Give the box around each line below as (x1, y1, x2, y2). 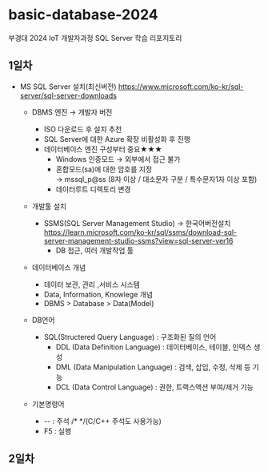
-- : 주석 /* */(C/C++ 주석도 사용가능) (43, 416, 162, 426)
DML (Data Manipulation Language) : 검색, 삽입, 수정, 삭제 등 (55, 362, 251, 372)
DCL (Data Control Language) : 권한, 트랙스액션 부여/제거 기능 (55, 382, 254, 392)
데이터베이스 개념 (31, 262, 86, 272)
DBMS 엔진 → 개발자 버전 (31, 107, 113, 117)
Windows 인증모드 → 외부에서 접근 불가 (55, 154, 181, 163)
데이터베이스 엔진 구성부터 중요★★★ (43, 144, 162, 154)
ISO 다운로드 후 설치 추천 (43, 124, 122, 134)
